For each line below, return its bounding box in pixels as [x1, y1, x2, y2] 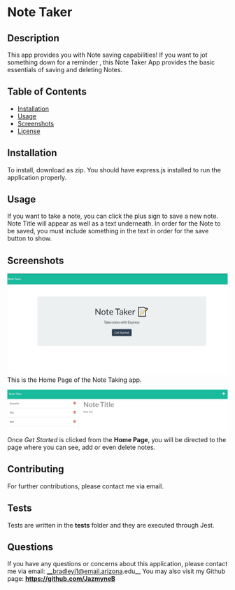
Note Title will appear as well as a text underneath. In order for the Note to [7, 219, 221, 228]
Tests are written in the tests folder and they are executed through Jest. [7, 521, 215, 529]
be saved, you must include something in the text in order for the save [7, 227, 209, 235]
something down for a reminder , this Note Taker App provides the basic [7, 58, 215, 67]
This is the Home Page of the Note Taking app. [7, 376, 142, 384]
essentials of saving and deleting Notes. [7, 66, 123, 74]
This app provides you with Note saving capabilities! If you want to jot [7, 50, 208, 59]
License [17, 127, 41, 135]
